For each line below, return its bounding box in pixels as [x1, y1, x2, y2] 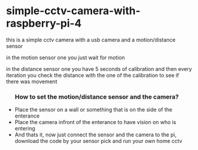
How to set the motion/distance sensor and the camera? [14, 93, 179, 101]
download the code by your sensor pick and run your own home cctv [14, 138, 183, 145]
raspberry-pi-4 [6, 17, 82, 30]
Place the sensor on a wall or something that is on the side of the [14, 106, 173, 113]
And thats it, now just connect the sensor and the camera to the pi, [14, 131, 177, 138]
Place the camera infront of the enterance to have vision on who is [14, 119, 177, 126]
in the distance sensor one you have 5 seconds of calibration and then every [6, 65, 193, 72]
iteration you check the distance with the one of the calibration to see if [6, 71, 180, 79]
